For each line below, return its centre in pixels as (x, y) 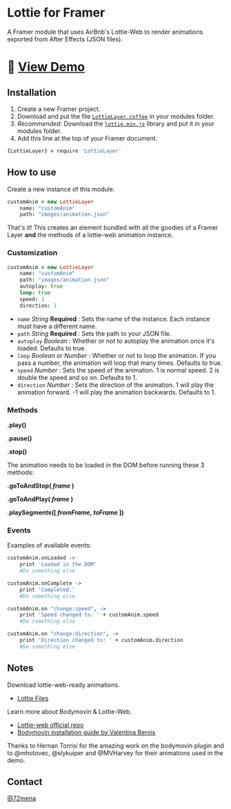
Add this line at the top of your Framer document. (87, 138)
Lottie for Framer (56, 13)
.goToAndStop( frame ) (41, 486)
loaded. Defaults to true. (51, 348)
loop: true (35, 293)
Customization (32, 253)
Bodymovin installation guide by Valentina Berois (86, 732)
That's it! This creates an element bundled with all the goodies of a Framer (113, 228)
